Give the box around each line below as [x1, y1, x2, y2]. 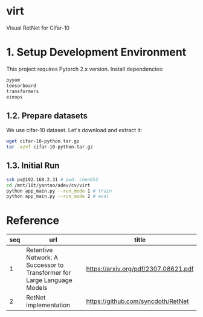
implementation [26, 301, 71, 309]
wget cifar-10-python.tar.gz [6, 138, 80, 144]
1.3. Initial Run [6, 161, 60, 171]
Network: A [26, 254, 59, 262]
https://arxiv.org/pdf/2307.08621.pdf [86, 264, 194, 273]
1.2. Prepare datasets [6, 110, 88, 121]
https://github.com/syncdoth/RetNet [86, 297, 189, 306]
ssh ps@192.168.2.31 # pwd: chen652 [6, 176, 98, 182]
